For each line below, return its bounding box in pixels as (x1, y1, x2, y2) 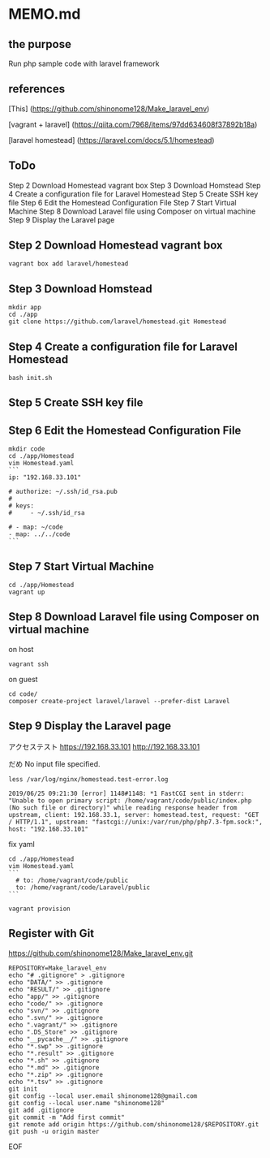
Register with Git (8, 927, 95, 940)
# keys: (8, 502, 35, 510)
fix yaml (8, 839, 35, 849)
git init (8, 1085, 38, 1093)
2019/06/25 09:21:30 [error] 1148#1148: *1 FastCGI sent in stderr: (8, 789, 245, 797)
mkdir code (8, 445, 45, 453)
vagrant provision (8, 905, 71, 913)
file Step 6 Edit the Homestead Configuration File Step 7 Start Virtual (8, 197, 237, 207)
